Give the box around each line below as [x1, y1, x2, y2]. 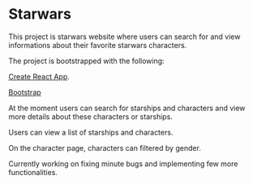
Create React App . [8, 71, 71, 81]
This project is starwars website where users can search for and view [8, 32, 241, 41]
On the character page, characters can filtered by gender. [8, 143, 201, 152]
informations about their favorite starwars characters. [8, 40, 187, 49]
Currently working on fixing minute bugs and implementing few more [8, 159, 238, 169]
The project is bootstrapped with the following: [8, 56, 165, 66]
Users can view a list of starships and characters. [8, 127, 174, 137]
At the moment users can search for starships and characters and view [8, 103, 246, 113]
